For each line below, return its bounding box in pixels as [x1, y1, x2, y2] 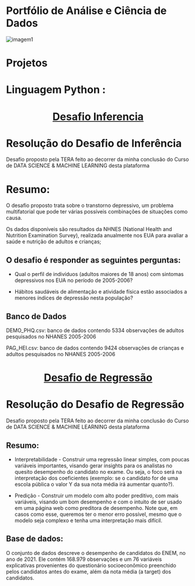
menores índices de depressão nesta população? [14, 294, 133, 302]
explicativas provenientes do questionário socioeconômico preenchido [6, 561, 176, 568]
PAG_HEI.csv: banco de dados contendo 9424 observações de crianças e [6, 344, 184, 351]
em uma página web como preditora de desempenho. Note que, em [14, 504, 178, 511]
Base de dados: [6, 534, 64, 544]
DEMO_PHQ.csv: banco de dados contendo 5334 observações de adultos [6, 327, 184, 334]
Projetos [6, 57, 48, 70]
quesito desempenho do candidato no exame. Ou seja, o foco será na [14, 468, 182, 475]
